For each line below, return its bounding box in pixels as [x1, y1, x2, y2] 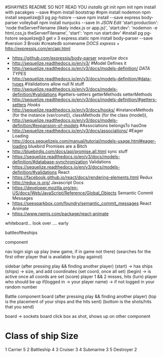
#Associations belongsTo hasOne [79, 123, 147, 128]
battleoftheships [5, 230, 38, 235]
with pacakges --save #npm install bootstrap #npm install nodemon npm [5, 9, 151, 15]
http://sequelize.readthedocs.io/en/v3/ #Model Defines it [12, 61, 127, 66]
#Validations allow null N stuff [24, 81, 84, 87]
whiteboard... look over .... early [5, 220, 69, 226]
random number [5, 284, 37, 290]
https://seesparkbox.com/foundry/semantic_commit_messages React [12, 200, 152, 206]
